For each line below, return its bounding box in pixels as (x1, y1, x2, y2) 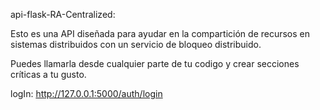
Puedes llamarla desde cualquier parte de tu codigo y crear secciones (10, 58, 300, 69)
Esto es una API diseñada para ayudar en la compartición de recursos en (10, 28, 311, 39)
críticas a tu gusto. (10, 69, 87, 80)
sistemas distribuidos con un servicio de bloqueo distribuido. (10, 39, 262, 50)
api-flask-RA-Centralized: (10, 9, 116, 20)
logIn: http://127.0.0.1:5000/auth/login (10, 88, 163, 99)
